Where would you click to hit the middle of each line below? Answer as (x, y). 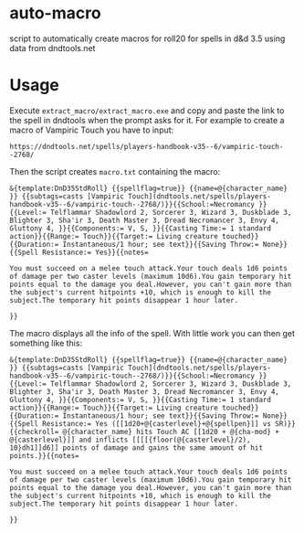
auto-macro (56, 13)
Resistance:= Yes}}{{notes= (95, 252)
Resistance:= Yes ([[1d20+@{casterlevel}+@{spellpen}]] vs (157, 423)
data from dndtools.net (52, 48)
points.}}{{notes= (44, 455)
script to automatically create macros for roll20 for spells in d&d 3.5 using (147, 38)
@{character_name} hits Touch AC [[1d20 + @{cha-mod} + (171, 432)
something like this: (46, 343)
